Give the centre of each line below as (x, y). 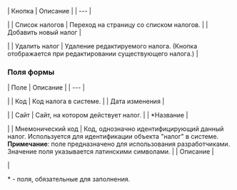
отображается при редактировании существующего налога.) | (103, 54)
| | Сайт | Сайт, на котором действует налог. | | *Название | (98, 115)
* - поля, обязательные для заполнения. (69, 179)
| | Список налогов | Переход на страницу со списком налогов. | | (108, 25)
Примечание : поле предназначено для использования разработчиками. (119, 144)
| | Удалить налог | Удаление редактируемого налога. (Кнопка (102, 46)
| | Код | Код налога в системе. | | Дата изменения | (86, 101)
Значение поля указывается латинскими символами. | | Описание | (111, 152)
